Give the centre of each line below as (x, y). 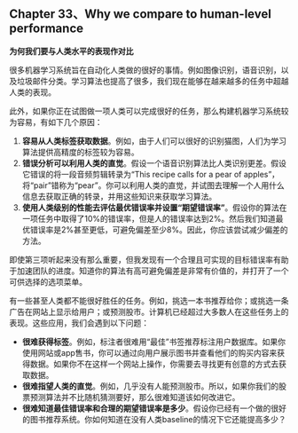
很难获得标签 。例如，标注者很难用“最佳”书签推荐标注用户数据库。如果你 (154, 342)
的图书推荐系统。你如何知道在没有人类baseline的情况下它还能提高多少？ (154, 419)
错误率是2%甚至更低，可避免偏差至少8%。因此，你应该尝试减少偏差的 (159, 229)
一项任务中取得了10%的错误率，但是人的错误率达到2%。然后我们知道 (149, 218)
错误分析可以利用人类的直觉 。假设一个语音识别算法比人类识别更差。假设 (154, 163)
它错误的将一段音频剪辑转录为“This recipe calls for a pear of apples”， (151, 174)
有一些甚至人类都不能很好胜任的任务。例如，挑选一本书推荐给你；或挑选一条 (149, 300)
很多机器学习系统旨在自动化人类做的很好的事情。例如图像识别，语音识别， (145, 70)
